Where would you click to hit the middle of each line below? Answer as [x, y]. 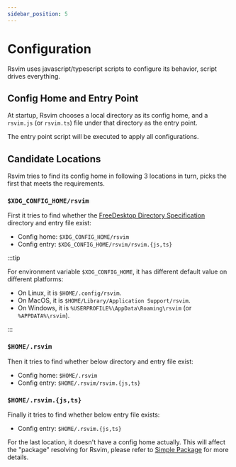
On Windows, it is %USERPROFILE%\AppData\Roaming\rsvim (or [105, 308]
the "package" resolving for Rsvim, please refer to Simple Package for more [118, 450]
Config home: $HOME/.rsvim [57, 375]
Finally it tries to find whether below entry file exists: [84, 415]
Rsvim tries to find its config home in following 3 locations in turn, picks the [117, 176]
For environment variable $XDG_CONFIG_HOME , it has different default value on [117, 272]
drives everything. [34, 76]
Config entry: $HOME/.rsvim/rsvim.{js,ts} [79, 383]
